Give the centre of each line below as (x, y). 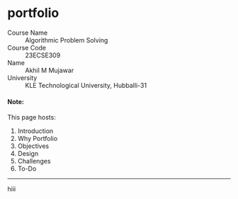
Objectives (33, 146)
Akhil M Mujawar (50, 70)
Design (28, 154)
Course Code (27, 47)
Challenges (34, 161)
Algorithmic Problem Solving (67, 40)
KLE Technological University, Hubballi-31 (86, 85)
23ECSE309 (43, 55)
